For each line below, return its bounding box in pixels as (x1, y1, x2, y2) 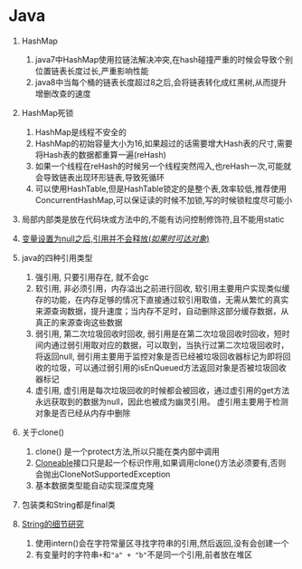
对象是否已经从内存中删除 (34, 407, 131, 418)
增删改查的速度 (34, 88, 91, 99)
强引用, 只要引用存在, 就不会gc (34, 271, 150, 282)
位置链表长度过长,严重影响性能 (34, 65, 149, 76)
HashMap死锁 (21, 107, 74, 118)
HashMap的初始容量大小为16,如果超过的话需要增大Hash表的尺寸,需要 (34, 138, 293, 149)
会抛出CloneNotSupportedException (34, 468, 171, 479)
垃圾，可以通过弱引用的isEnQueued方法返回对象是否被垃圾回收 (51, 362, 287, 372)
